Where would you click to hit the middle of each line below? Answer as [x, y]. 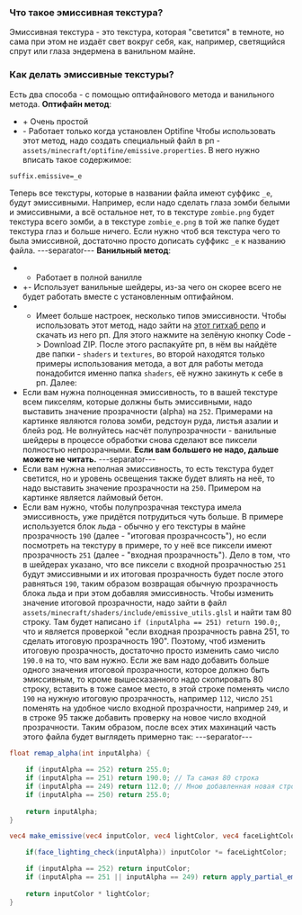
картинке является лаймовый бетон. [93, 497]
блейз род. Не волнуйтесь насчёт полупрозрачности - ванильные [149, 430]
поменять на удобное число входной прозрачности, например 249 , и [155, 708]
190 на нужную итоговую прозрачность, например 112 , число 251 [148, 698]
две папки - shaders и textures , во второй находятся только [150, 354]
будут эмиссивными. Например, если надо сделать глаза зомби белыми [150, 202]
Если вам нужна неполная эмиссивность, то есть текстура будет [148, 468]
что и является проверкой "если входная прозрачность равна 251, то [156, 631]
